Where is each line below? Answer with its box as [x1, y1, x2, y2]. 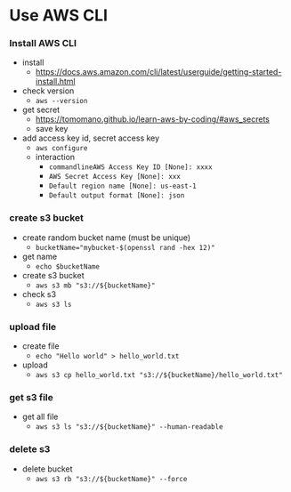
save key [35, 124, 69, 134]
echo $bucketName [35, 262, 101, 271]
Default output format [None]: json [48, 191, 185, 200]
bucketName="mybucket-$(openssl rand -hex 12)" [35, 243, 215, 252]
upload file [9, 320, 57, 333]
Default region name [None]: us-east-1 [48, 181, 198, 191]
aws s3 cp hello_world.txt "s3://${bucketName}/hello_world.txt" [35, 371, 283, 380]
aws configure [35, 144, 88, 153]
